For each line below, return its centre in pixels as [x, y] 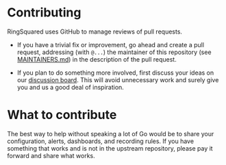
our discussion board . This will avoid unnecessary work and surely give [118, 79]
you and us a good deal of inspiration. [71, 87]
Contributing [44, 13]
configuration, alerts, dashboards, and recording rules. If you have [100, 141]
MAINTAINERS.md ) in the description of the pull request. [97, 59]
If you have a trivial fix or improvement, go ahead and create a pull [110, 45]
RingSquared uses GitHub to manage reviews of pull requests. [95, 31]
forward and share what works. [51, 155]
